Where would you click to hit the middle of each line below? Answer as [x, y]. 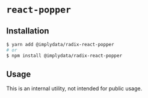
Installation [28, 31]
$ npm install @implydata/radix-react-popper [64, 56]
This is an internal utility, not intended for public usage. [74, 88]
